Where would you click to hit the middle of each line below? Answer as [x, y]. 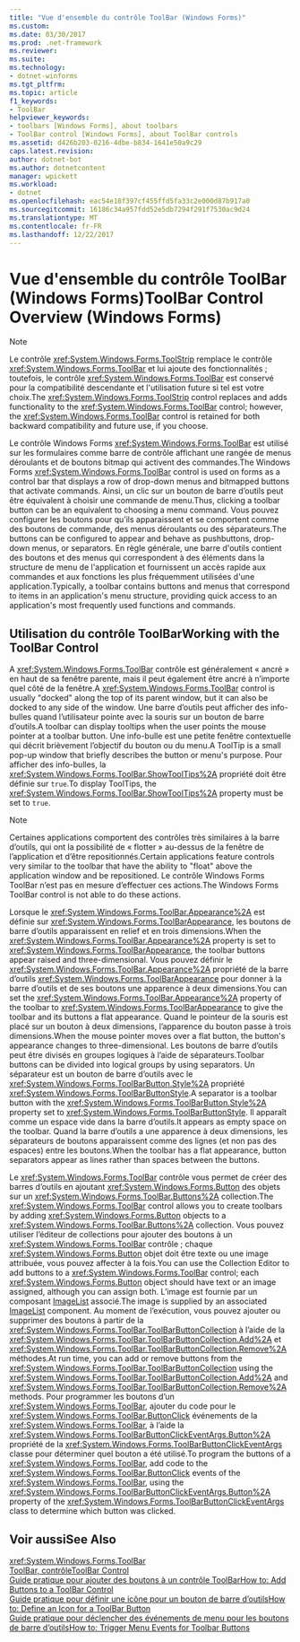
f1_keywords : [34, 101]
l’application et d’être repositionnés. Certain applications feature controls [142, 857]
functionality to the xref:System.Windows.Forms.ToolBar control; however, [146, 407]
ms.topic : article [43, 92]
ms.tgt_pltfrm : [38, 84]
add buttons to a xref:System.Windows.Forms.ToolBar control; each [134, 1273]
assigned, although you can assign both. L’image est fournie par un [133, 1292]
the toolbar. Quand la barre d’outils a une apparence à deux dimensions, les [149, 1131]
